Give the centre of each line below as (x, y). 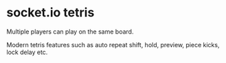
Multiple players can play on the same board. (70, 32)
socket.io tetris (50, 13)
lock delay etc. (27, 52)
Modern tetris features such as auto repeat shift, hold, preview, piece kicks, (113, 45)
